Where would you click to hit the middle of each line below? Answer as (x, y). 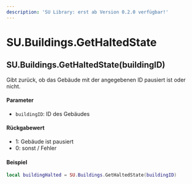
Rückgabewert (25, 128)
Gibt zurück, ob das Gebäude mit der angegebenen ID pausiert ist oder (96, 80)
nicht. (13, 86)
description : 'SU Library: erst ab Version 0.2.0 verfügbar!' (87, 12)
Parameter (20, 100)
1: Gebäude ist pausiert (44, 142)
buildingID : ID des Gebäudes (52, 113)
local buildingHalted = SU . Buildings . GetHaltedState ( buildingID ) (91, 175)
